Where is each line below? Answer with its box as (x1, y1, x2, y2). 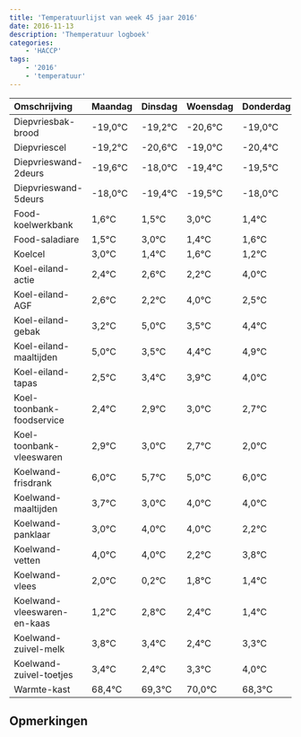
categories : (9, 38, 54, 48)
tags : (9, 55, 30, 64)
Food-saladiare (13, 233, 80, 245)
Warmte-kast (13, 683, 71, 696)
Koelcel (13, 248, 46, 260)
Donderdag (241, 100, 291, 112)
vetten (13, 554, 41, 566)
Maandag (90, 100, 133, 112)
